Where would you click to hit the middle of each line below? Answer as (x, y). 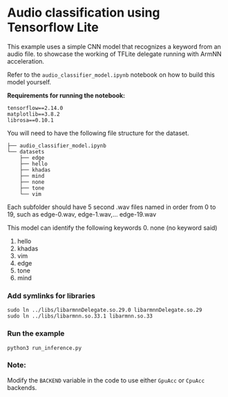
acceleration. (26, 61)
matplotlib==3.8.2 (34, 114)
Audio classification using (84, 13)
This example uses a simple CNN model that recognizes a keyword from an (114, 46)
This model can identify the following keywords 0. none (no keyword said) (112, 228)
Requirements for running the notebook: (66, 95)
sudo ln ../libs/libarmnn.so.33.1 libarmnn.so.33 (80, 316)
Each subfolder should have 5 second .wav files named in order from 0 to (112, 207)
